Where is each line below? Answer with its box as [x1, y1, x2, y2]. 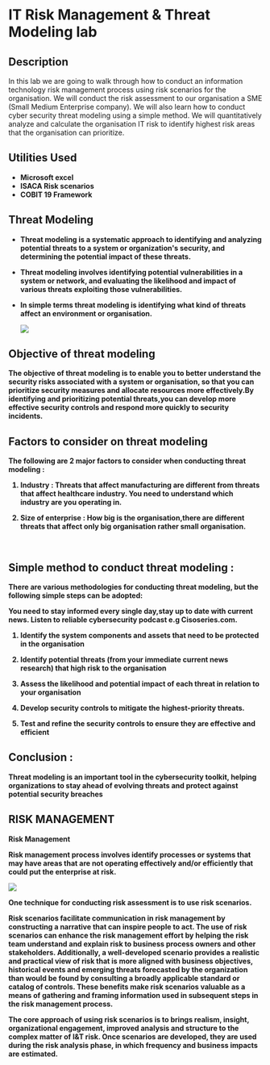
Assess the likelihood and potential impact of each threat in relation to [19, 679, 260, 689]
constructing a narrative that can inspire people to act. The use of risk [8, 921, 247, 931]
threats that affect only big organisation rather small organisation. [19, 522, 247, 532]
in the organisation [19, 639, 85, 649]
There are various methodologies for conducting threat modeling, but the [8, 583, 260, 592]
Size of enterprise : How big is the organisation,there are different [19, 513, 245, 523]
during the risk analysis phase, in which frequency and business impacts [8, 1040, 258, 1050]
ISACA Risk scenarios [19, 181, 94, 190]
